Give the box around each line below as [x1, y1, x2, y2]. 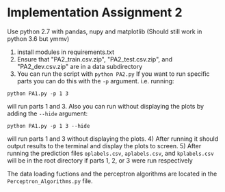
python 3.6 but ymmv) [7, 34, 70, 42]
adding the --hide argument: [7, 109, 88, 118]
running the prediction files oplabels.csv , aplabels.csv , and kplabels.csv [7, 149, 214, 157]
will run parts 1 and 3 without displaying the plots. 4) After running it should [7, 135, 219, 143]
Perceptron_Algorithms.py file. [7, 176, 93, 185]
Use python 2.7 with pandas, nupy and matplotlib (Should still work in [7, 27, 202, 36]
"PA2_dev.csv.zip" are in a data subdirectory [16, 62, 143, 70]
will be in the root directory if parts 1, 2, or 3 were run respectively [7, 156, 193, 165]
